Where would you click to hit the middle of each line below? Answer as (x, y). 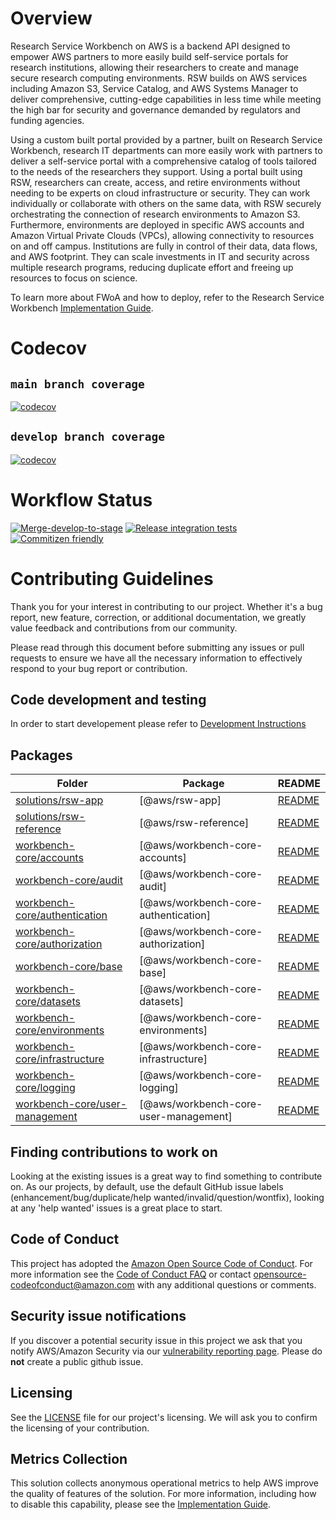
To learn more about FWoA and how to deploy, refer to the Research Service (167, 297)
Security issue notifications (98, 1316)
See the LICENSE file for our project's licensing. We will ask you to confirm (164, 1417)
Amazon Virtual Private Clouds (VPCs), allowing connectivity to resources (162, 235)
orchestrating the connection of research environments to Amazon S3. (155, 214)
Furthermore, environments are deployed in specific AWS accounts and (157, 224)
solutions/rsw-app (59, 800)
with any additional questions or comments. (226, 1284)
